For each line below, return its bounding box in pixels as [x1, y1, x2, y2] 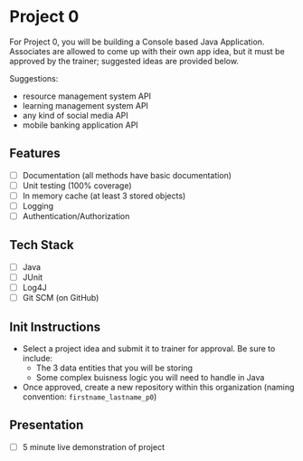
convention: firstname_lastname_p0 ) [22, 391, 157, 402]
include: [22, 352, 52, 363]
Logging [22, 200, 54, 211]
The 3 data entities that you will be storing [35, 362, 193, 373]
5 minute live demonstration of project [22, 441, 166, 452]
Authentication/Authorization [22, 211, 130, 221]
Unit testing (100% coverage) [22, 179, 132, 191]
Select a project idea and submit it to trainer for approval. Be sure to [22, 342, 276, 354]
